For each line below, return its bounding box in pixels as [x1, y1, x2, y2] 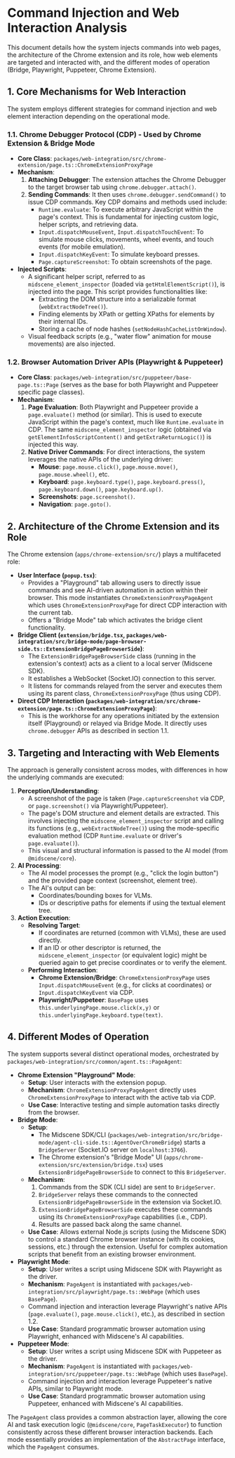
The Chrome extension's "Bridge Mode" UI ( [38, 1152, 166, 1161]
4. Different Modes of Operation [7, 1031, 149, 1043]
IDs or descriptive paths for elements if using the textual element [38, 898, 226, 907]
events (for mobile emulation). [38, 242, 126, 251]
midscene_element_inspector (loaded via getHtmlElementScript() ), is [27, 280, 226, 289]
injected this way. [27, 441, 79, 449]
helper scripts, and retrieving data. [38, 220, 138, 229]
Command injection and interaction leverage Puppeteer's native [27, 1376, 213, 1385]
